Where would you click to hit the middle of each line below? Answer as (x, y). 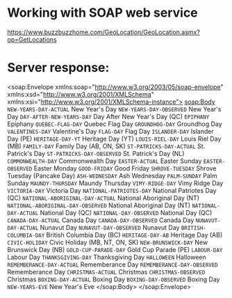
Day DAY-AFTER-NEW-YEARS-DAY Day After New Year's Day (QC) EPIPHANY (108, 116)
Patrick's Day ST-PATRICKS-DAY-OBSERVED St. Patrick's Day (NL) (96, 153)
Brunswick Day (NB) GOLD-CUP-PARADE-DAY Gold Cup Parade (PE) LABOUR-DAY (115, 249)
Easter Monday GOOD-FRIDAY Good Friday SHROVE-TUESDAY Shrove (125, 168)
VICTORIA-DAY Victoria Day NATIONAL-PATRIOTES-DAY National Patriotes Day (112, 190)
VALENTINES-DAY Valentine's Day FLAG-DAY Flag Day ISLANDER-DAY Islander (110, 131)
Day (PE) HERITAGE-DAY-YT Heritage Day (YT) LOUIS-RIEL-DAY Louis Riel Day (114, 139)
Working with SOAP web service (102, 13)
